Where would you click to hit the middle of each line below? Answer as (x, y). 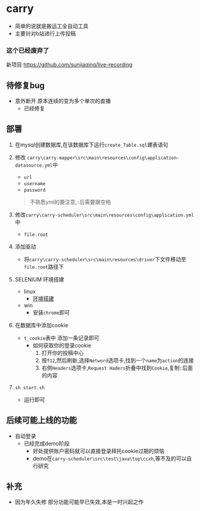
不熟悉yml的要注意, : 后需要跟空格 (70, 202)
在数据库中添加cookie (41, 325)
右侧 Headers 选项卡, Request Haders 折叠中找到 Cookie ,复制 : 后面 (117, 368)
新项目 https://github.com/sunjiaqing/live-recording (69, 65)
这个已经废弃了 (28, 50)
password (35, 190)
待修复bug (25, 85)
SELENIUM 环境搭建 (39, 279)
